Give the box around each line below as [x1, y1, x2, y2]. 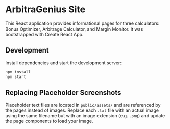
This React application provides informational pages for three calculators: [5, 20, 160, 27]
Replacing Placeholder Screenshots [5, 88, 122, 97]
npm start [5, 74, 27, 80]
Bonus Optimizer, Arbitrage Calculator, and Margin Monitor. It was [5, 25, 143, 32]
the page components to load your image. [5, 118, 93, 124]
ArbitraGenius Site [5, 4, 86, 15]
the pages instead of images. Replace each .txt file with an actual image [5, 107, 159, 113]
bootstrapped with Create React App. [5, 31, 84, 37]
